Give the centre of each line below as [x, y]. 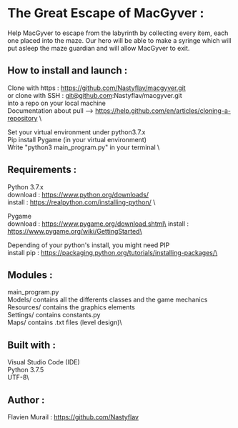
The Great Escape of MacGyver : [106, 13]
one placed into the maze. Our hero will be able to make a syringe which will [119, 40]
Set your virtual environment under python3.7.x [76, 132]
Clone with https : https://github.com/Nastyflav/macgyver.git [96, 88]
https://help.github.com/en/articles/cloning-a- [163, 110]
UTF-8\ [18, 377]
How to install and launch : [68, 70]
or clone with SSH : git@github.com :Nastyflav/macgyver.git [95, 95]
